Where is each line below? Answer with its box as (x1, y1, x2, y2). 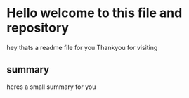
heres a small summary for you (6, 82, 96, 91)
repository (6, 20, 70, 36)
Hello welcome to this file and (6, 5, 183, 21)
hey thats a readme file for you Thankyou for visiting (6, 43, 158, 51)
